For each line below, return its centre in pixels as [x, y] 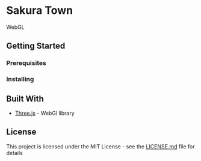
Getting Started [36, 46]
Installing [20, 79]
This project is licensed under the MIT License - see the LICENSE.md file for [100, 146]
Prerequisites [26, 63]
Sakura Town [40, 11]
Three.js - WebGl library [45, 113]
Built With [25, 99]
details [14, 153]
